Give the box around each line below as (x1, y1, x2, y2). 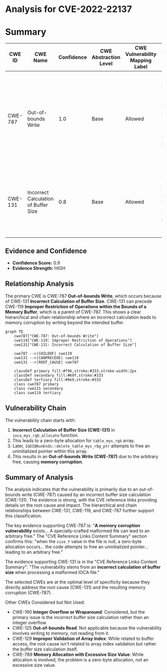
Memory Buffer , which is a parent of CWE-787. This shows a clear (5, 309, 141, 315)
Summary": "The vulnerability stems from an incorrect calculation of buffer (5, 564, 161, 570)
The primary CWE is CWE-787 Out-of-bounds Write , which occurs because (5, 293, 162, 299)
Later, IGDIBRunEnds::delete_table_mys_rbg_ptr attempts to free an (12, 443, 150, 449)
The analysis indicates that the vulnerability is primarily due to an (5, 486, 138, 493)
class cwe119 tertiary (14, 390, 61, 395)
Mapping (130, 57, 152, 64)
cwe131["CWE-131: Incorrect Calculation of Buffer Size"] (14, 342, 137, 347)
